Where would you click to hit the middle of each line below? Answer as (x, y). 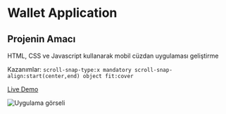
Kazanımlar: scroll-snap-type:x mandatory (69, 69)
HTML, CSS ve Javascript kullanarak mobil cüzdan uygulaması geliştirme (113, 56)
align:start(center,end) (44, 76)
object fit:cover (108, 76)
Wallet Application (62, 13)
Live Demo (23, 89)
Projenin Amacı (42, 39)
